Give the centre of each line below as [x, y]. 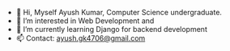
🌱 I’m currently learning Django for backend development [112, 29]
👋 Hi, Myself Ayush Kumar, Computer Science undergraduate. [119, 12]
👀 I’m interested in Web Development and [85, 21]
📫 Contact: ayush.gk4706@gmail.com [81, 38]
